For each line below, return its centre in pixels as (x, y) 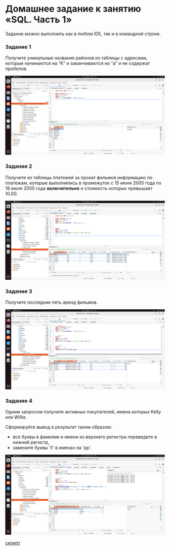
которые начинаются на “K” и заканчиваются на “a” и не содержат (78, 63)
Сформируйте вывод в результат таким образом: (59, 427)
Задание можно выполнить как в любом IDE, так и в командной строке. (83, 34)
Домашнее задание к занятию (73, 9)
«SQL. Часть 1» (39, 20)
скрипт (13, 543)
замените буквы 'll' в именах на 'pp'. (52, 448)
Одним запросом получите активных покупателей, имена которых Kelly (83, 412)
